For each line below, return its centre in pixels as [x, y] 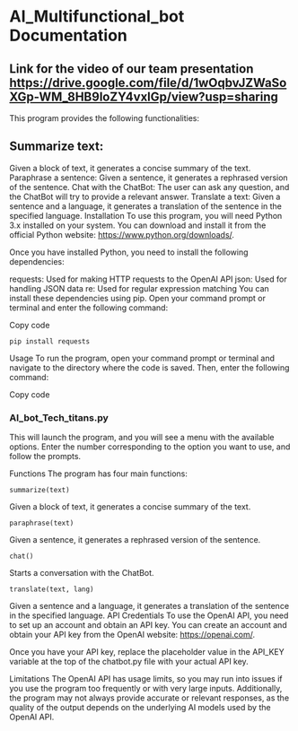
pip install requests [50, 341]
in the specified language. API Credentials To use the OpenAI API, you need [149, 615]
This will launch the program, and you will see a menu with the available [142, 438]
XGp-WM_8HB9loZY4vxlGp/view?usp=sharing [144, 96]
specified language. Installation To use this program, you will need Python [146, 215]
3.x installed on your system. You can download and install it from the [138, 225]
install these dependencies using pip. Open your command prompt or [138, 298]
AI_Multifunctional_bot [97, 17]
